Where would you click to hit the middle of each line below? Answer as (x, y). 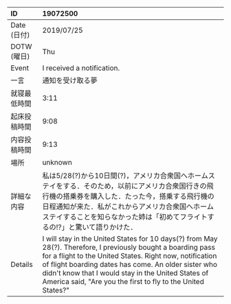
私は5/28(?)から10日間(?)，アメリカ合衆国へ (115, 176)
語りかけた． (116, 227)
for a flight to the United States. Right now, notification (130, 256)
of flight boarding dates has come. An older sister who (130, 265)
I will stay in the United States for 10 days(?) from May (130, 238)
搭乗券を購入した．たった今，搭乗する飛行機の (139, 196)
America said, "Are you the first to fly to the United (123, 282)
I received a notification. (81, 68)
